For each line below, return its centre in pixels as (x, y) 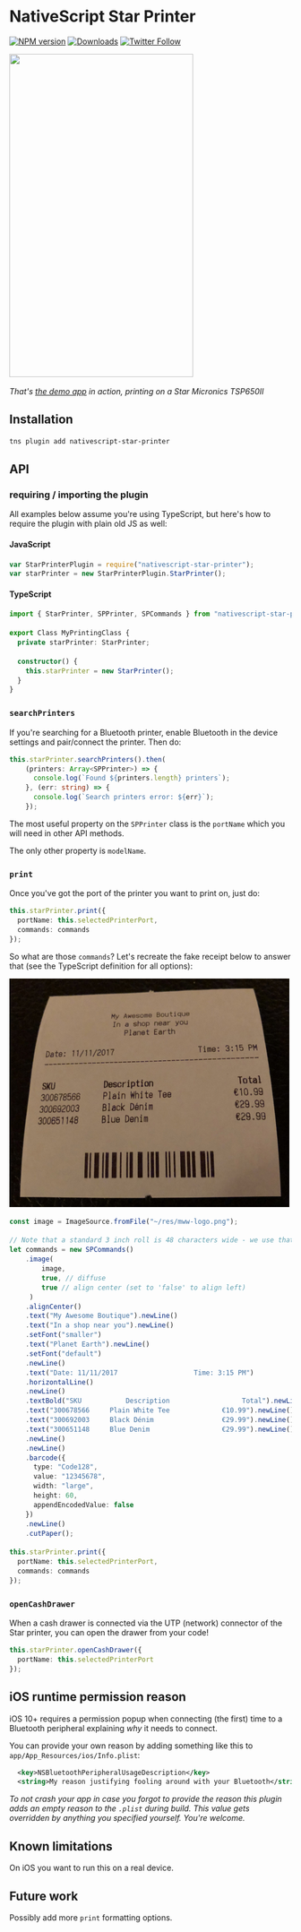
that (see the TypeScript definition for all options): (101, 966)
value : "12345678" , (69, 1477)
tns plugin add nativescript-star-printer (90, 441)
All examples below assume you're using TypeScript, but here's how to (140, 514)
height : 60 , (55, 1496)
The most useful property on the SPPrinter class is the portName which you (147, 824)
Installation (41, 420)
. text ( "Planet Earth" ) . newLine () (88, 1345)
